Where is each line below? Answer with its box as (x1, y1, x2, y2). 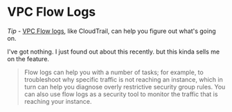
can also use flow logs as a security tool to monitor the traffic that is (24, 90, 218, 98)
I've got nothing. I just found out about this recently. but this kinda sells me (7, 47, 220, 56)
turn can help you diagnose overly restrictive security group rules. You (24, 82, 226, 91)
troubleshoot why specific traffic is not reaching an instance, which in (24, 75, 223, 83)
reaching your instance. (24, 97, 92, 105)
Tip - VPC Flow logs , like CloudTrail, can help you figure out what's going (7, 27, 216, 35)
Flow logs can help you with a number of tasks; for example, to (24, 68, 204, 76)
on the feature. (7, 54, 50, 63)
